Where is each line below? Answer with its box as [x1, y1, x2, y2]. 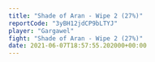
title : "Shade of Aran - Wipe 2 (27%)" [8, 11, 144, 20]
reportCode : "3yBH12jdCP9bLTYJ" [8, 19, 118, 27]
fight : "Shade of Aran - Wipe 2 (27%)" [8, 34, 144, 43]
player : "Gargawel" [8, 27, 75, 35]
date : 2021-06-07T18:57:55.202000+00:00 [8, 42, 148, 50]
